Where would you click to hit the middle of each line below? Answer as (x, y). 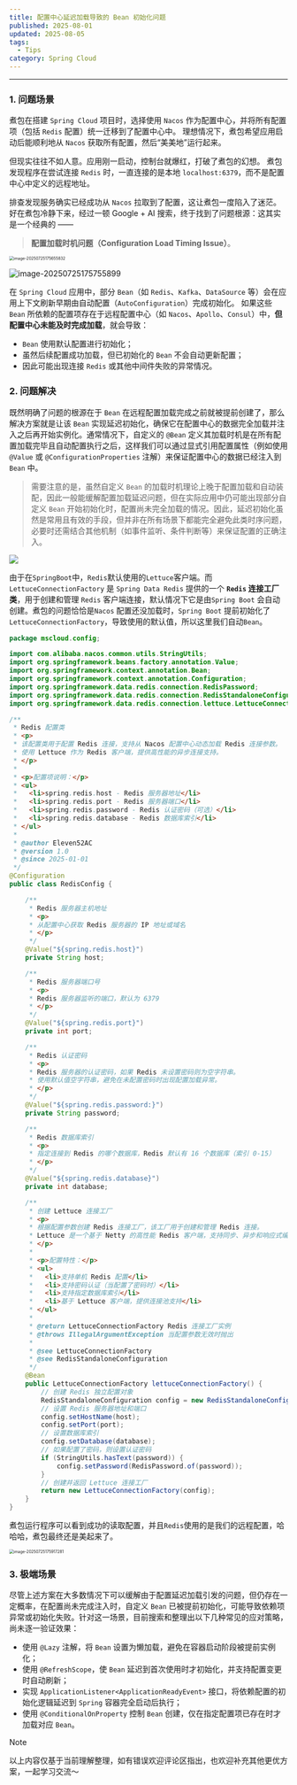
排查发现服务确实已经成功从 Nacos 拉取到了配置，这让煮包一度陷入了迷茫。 (145, 202)
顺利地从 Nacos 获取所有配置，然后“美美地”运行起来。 (129, 143)
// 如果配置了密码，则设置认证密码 (96, 1450)
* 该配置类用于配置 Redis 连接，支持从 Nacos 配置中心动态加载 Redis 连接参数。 (147, 745)
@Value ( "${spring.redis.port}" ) (84, 1024)
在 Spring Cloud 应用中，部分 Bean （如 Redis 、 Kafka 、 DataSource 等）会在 (144, 292)
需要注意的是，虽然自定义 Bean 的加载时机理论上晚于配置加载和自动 (153, 486)
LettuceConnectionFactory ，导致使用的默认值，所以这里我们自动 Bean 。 (138, 622)
